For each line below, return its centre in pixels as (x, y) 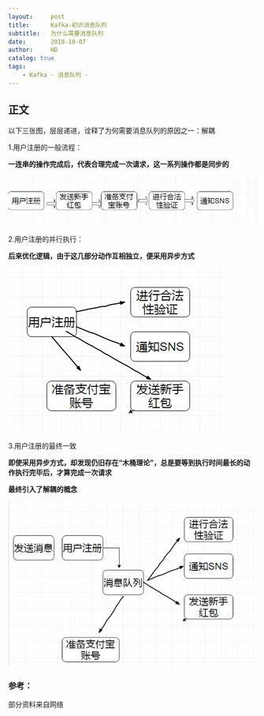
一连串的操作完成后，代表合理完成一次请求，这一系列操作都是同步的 (119, 164)
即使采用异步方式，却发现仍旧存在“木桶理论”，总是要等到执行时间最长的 (126, 463)
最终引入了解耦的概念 (43, 489)
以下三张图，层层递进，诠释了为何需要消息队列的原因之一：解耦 (112, 130)
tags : (17, 67)
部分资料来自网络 (36, 705)
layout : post (37, 17)
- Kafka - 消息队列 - (56, 75)
